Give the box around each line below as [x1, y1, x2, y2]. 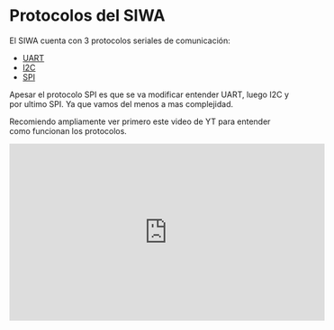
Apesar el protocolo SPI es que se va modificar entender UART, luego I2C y [9, 89, 290, 100]
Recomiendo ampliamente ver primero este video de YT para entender [9, 116, 271, 127]
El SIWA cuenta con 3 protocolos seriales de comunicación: [9, 35, 231, 46]
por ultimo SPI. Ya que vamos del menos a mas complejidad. [9, 98, 234, 109]
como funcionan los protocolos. [9, 125, 128, 136]
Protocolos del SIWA [9, 5, 166, 26]
